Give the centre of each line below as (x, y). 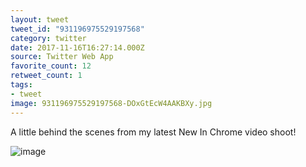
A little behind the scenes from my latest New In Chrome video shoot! (153, 132)
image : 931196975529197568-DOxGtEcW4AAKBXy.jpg (111, 103)
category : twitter (48, 38)
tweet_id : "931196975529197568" (77, 29)
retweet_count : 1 (46, 76)
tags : (21, 85)
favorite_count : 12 (51, 66)
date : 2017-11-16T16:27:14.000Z (77, 47)
